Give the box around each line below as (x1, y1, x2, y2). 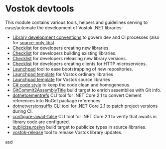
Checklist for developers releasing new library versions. (12, 55, 127, 61)
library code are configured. (12, 119, 70, 125)
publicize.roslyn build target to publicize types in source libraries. (12, 124, 147, 130)
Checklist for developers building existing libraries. (12, 50, 117, 56)
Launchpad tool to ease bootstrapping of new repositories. (12, 66, 133, 72)
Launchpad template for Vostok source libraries (12, 76, 111, 82)
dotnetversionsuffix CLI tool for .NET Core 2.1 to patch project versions (12, 103, 158, 109)
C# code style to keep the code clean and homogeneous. (12, 81, 131, 87)
